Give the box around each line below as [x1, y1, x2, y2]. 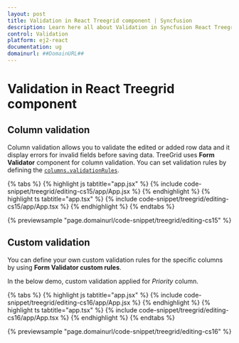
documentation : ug [7, 43, 62, 51]
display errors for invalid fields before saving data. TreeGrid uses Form [7, 150, 215, 159]
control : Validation [7, 30, 69, 38]
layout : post [7, 10, 46, 18]
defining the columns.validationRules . [7, 165, 119, 174]
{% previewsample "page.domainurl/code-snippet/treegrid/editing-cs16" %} [7, 327, 233, 335]
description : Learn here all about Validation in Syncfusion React [7, 23, 212, 31]
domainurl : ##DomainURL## [7, 51, 84, 58]
